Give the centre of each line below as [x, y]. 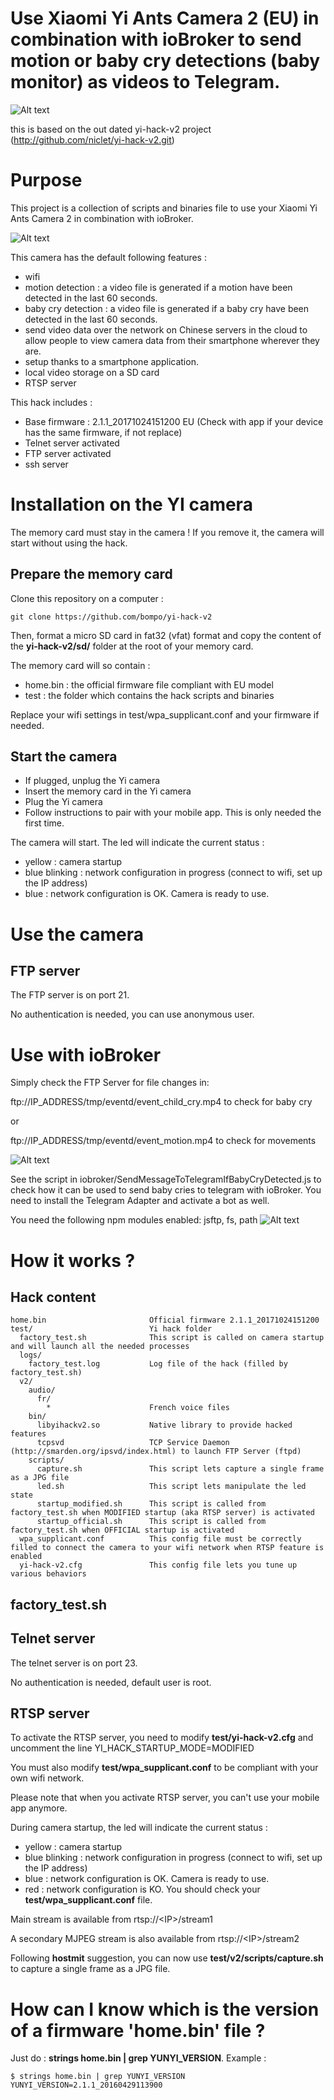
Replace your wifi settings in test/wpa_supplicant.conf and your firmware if [165, 714]
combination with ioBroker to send [156, 39]
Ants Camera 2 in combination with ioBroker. [102, 218]
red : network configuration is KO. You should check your [142, 1889]
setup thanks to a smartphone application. [111, 361]
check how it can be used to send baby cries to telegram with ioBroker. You [166, 1190]
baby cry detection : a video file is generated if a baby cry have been [167, 308]
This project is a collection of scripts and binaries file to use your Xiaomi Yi [164, 208]
